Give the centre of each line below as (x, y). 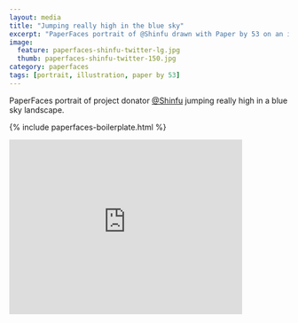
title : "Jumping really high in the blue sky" (97, 26)
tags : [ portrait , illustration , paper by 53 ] (94, 75)
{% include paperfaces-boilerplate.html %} (88, 127)
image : (21, 42)
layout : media (35, 17)
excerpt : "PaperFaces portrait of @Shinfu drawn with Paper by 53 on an (146, 34)
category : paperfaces (49, 67)
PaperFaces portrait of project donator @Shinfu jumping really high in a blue (149, 100)
